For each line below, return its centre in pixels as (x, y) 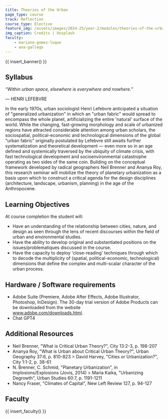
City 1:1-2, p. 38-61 (32, 362)
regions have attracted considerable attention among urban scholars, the (80, 130)
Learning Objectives (37, 204)
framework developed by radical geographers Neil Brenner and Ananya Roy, (84, 167)
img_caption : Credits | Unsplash (40, 33)
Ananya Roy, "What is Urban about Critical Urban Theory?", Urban (80, 351)
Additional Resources (39, 334)
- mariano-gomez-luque (38, 43)
